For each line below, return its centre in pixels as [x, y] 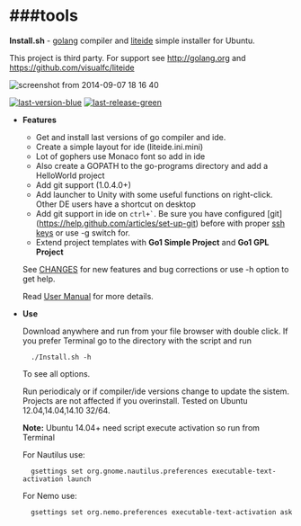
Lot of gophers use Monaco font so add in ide [120, 156]
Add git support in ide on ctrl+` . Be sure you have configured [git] [159, 213]
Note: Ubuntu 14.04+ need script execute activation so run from [141, 427]
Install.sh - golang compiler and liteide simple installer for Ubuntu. [133, 40]
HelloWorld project [70, 175]
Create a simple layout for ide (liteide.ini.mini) [120, 147]
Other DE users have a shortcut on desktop [115, 204]
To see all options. [56, 373]
